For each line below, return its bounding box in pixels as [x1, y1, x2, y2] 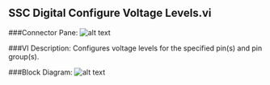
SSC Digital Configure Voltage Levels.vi [8, 6, 212, 20]
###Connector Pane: [8, 27, 78, 37]
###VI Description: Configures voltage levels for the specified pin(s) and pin [8, 43, 263, 53]
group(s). [8, 51, 40, 61]
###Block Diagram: [8, 67, 73, 77]
